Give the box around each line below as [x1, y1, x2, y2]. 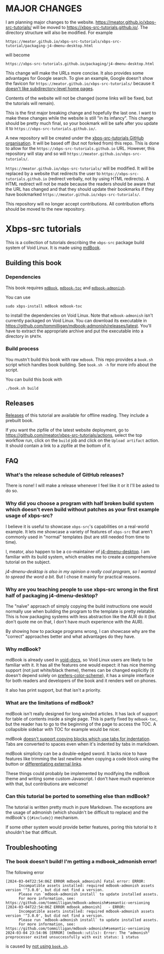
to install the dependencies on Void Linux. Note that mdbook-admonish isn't [5, 312, 153, 318]
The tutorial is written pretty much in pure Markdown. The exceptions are [5, 804, 153, 810]
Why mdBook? [5, 646, 41, 653]
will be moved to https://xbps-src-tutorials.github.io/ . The [32, 24, 148, 30]
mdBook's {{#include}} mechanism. [5, 814, 79, 820]
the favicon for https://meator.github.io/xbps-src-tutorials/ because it [5, 80, 155, 86]
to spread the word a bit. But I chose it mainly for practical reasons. [5, 574, 141, 579]
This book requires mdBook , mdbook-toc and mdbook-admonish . [5, 285, 126, 291]
